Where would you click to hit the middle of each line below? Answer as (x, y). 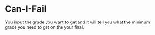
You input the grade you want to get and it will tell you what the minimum (77, 22)
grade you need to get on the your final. (45, 27)
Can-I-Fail (26, 9)
